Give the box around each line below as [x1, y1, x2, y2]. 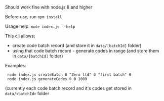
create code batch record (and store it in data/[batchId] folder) [12, 43, 142, 49]
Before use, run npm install [5, 14, 62, 19]
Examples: [5, 63, 26, 68]
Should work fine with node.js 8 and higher [5, 4, 93, 10]
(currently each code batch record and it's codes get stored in [5, 85, 132, 91]
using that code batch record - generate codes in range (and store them [12, 48, 160, 53]
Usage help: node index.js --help [5, 23, 75, 29]
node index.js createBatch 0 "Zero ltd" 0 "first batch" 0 [7, 72, 132, 77]
